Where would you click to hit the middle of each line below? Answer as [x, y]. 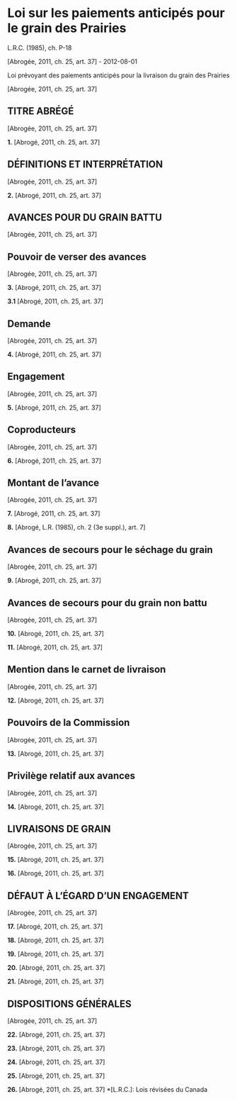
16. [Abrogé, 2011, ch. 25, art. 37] [56, 873]
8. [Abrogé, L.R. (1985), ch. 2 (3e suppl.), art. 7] [77, 527]
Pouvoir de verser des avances [77, 257]
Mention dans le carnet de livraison [87, 670]
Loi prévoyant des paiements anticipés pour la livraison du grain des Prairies [118, 75]
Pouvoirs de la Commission [69, 723]
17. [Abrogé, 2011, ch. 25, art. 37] [55, 927]
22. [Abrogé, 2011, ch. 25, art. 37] [56, 1034]
